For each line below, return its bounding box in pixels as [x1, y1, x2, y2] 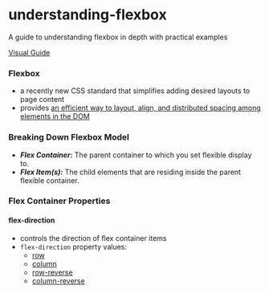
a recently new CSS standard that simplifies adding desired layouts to [19, 86, 251, 96]
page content [19, 95, 65, 104]
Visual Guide [8, 47, 51, 57]
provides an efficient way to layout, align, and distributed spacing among [19, 103, 261, 113]
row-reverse [31, 267, 74, 277]
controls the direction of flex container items [19, 233, 167, 242]
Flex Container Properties [8, 195, 111, 206]
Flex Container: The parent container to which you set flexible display [19, 150, 252, 160]
